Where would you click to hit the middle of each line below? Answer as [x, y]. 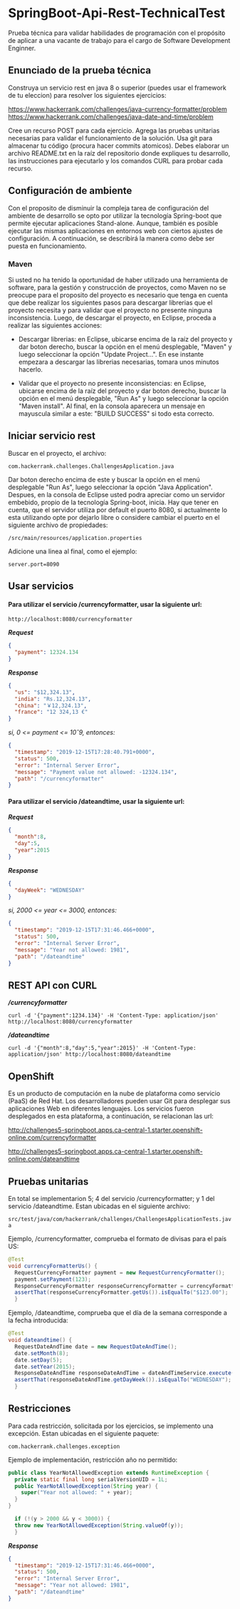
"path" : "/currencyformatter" [59, 779]
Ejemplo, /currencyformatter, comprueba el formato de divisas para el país [118, 1239]
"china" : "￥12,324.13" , [51, 705]
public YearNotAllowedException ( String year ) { [87, 1486]
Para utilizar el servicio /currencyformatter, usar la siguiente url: [105, 604]
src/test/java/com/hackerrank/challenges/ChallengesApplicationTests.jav [120, 1220]
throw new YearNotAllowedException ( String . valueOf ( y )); [99, 1525]
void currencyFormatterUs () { [53, 1266]
